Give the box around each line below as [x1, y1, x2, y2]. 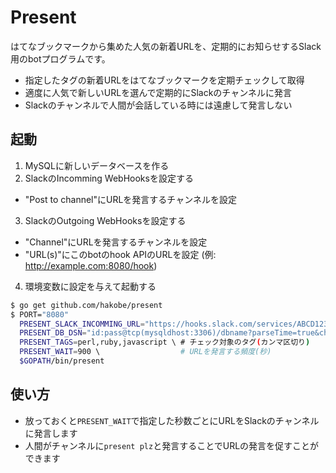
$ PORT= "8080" [10, 309, 70, 320]
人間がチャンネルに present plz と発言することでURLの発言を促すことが [24, 439, 320, 451]
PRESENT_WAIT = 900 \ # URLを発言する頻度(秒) [19, 347, 272, 357]
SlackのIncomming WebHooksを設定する [24, 172, 194, 184]
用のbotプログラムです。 [10, 52, 111, 65]
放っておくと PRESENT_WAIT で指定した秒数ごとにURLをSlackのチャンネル [24, 414, 320, 426]
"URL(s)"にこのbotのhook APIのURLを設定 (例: [24, 248, 217, 260]
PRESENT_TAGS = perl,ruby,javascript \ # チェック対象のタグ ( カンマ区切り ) [19, 337, 311, 348]
